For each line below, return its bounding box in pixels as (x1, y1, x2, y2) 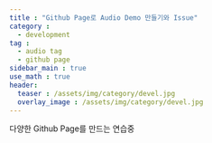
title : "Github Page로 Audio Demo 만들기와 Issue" (9, 13, 198, 23)
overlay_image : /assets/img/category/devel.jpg (17, 97, 204, 107)
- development (17, 30, 70, 39)
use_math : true (9, 72, 70, 81)
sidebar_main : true (9, 64, 88, 73)
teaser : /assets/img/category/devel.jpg (17, 89, 176, 98)
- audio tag (17, 47, 63, 56)
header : (9, 81, 39, 90)
